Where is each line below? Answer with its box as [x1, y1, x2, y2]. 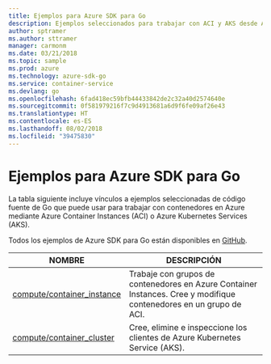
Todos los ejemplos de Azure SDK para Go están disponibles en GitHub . [8, 235, 248, 245]
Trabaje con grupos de [128, 268, 215, 279]
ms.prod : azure [8, 65, 60, 73]
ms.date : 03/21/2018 [8, 49, 78, 57]
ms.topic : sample [8, 57, 67, 66]
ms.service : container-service [8, 79, 114, 87]
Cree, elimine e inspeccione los [128, 321, 248, 332]
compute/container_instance [12, 288, 122, 299]
